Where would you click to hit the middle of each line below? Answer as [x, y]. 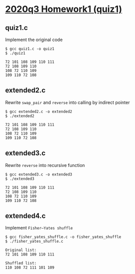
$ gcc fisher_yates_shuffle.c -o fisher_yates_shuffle [63, 237]
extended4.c [25, 216]
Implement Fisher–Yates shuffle [39, 228]
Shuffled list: [21, 263]
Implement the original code [34, 39]
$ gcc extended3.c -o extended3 [39, 174]
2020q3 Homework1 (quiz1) [64, 9]
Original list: [21, 250]
